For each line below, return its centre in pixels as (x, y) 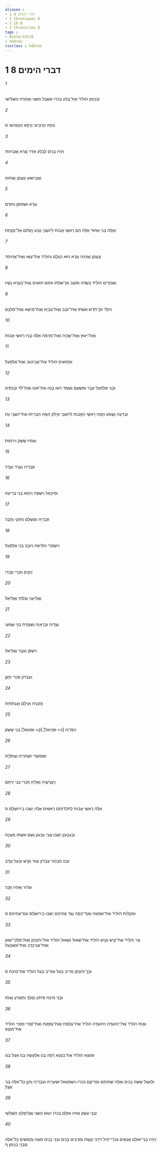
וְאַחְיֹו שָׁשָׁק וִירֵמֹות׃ (21, 440)
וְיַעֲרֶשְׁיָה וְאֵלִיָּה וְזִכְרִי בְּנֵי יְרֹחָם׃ (30, 782)
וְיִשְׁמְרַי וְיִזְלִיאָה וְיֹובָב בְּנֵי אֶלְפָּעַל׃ (32, 546)
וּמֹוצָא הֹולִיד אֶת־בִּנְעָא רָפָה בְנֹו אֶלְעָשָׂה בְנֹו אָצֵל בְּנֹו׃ (50, 1055)
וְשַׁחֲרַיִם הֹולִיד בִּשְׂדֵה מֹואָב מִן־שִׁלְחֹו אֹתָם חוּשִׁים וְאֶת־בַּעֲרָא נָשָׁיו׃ (61, 283)
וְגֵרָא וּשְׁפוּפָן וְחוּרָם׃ (21, 204)
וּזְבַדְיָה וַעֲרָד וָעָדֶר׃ (20, 467)
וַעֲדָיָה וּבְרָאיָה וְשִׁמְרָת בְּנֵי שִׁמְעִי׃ (32, 624)
